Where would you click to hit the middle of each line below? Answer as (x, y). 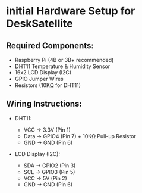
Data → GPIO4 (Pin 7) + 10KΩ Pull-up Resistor (80, 136)
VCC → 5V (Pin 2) (45, 178)
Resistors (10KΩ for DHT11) (48, 85)
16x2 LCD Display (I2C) (43, 72)
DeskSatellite (40, 24)
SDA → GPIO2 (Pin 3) (50, 166)
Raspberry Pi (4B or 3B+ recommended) (64, 60)
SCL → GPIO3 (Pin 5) (49, 172)
